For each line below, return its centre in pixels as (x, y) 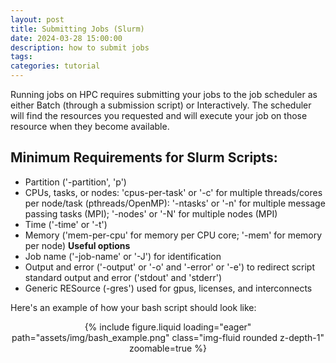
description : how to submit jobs (80, 47)
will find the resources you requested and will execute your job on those (159, 115)
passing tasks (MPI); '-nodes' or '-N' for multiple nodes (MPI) (151, 213)
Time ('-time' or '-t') (66, 224)
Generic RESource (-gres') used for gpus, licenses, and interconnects (168, 288)
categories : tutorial (55, 66)
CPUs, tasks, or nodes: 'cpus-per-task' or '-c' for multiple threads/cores (173, 192)
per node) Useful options (77, 245)
